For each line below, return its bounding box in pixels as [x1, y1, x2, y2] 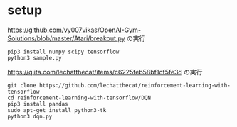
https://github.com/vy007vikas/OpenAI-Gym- [7, 26, 141, 34]
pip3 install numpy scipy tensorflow [7, 48, 120, 55]
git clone [7, 82, 37, 89]
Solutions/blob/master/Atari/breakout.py [7, 34, 126, 43]
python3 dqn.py [7, 113, 53, 120]
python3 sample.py [7, 54, 62, 62]
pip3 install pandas [7, 100, 69, 108]
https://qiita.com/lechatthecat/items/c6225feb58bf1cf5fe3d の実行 [7, 67, 203, 76]
